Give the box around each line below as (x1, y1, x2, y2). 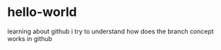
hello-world (7, 4, 78, 20)
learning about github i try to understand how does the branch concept (7, 27, 214, 35)
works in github (7, 34, 53, 42)
